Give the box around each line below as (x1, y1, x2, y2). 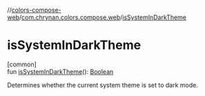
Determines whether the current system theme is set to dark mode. (7, 81, 198, 89)
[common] (7, 60, 37, 68)
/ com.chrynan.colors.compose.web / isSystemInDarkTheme (19, 13, 186, 21)
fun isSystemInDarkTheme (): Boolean (7, 67, 114, 75)
